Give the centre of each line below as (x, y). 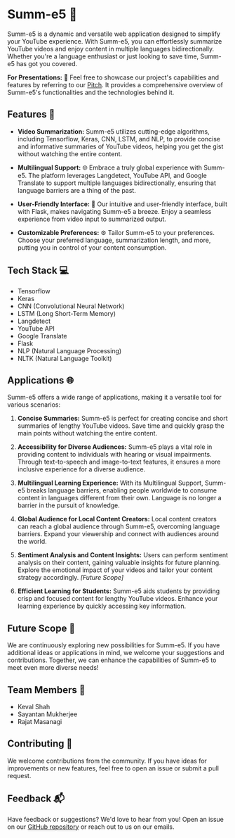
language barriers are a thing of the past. (77, 190)
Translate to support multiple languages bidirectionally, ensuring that (116, 183)
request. (19, 775)
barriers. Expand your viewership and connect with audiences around (118, 534)
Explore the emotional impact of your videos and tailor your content (115, 570)
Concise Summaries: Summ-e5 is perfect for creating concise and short (122, 419)
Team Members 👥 (46, 690)
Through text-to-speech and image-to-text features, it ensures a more (119, 462)
